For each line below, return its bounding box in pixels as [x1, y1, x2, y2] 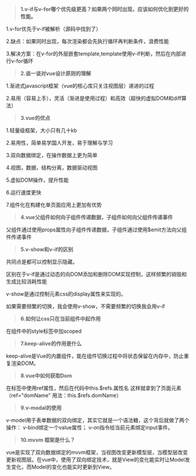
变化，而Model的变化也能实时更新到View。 [10, 464, 115, 470]
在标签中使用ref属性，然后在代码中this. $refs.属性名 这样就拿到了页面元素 [6, 385, 182, 391]
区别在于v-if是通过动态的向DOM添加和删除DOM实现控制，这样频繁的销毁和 [6, 271, 187, 277]
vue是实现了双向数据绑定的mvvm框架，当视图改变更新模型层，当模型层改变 [6, 449, 188, 456]
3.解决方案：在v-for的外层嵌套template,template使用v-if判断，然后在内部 [6, 50, 181, 57]
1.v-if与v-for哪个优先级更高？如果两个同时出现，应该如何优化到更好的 [20, 6, 189, 12]
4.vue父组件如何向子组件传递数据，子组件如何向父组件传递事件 [20, 214, 173, 221]
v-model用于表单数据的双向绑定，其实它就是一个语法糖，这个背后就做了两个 [6, 417, 190, 423]
